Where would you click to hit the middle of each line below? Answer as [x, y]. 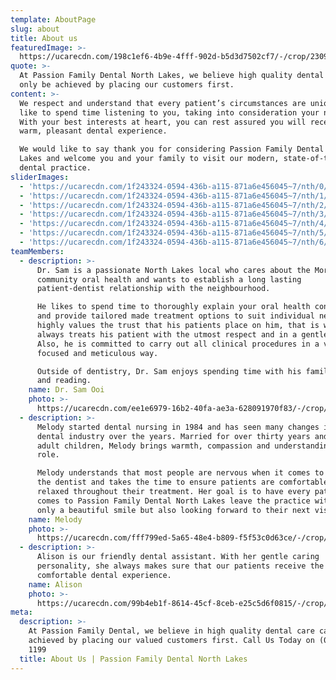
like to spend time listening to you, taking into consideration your [169, 112]
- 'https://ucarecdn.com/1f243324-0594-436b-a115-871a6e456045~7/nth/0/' [176, 186]
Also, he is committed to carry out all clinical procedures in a [178, 344]
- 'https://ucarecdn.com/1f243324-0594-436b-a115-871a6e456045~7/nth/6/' [176, 242]
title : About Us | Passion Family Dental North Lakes [133, 659]
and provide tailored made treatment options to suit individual [175, 316]
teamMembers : [37, 251]
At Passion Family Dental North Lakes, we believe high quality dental [172, 76]
